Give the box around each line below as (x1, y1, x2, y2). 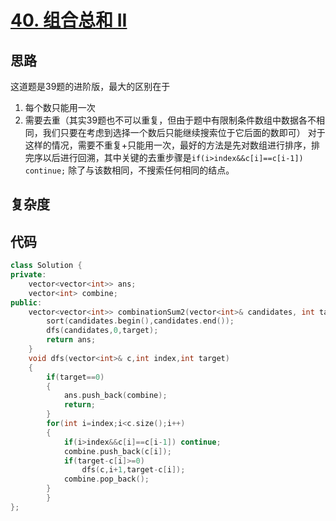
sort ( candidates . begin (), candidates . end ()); (46, 316, 235, 326)
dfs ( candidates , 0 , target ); (46, 326, 159, 336)
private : (10, 270, 47, 280)
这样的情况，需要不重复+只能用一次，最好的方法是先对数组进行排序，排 (24, 139, 321, 151)
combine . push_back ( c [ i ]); (63, 446, 172, 456)
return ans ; (46, 335, 97, 345)
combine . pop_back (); (63, 474, 150, 485)
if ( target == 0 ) (46, 372, 105, 382)
